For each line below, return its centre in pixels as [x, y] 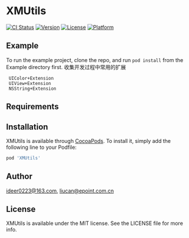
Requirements [32, 107]
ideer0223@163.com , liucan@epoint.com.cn [60, 191]
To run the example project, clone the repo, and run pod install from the [95, 60]
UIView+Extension [30, 83]
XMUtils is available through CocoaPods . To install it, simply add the [88, 141]
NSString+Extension [33, 89]
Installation [27, 127]
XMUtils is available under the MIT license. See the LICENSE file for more [95, 223]
